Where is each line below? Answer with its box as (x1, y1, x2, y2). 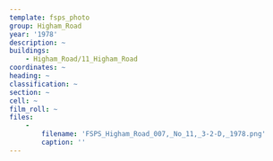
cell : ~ (9, 96, 38, 106)
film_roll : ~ (9, 105, 58, 114)
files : (9, 113, 34, 122)
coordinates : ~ (9, 64, 66, 72)
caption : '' (41, 138, 87, 147)
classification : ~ (9, 80, 78, 89)
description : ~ (9, 38, 66, 47)
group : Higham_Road (9, 21, 82, 30)
